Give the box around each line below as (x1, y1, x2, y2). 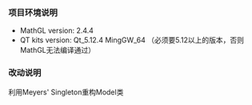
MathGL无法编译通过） (19, 46, 96, 55)
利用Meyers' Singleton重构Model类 (8, 87, 124, 97)
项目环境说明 (8, 6, 58, 18)
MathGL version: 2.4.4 (19, 26, 94, 35)
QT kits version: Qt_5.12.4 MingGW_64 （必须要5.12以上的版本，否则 (19, 35, 244, 45)
